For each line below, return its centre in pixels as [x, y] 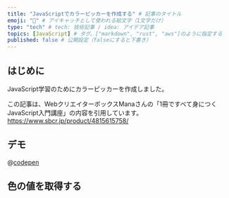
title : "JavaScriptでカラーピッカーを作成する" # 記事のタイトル [94, 14]
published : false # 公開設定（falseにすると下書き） [79, 40]
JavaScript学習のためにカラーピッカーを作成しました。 [88, 88]
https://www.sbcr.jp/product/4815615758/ [68, 120]
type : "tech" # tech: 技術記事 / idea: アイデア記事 [81, 27]
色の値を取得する [44, 186]
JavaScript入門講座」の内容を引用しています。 [75, 112]
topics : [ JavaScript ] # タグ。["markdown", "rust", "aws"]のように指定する [115, 34]
